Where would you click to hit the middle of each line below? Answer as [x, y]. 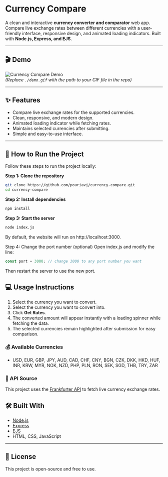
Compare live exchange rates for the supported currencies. [73, 112]
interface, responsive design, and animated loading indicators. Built [91, 33]
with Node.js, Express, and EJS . [39, 39]
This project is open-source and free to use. [50, 469]
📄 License [21, 457]
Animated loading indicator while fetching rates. [62, 123]
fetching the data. [30, 323]
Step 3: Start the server [30, 218]
